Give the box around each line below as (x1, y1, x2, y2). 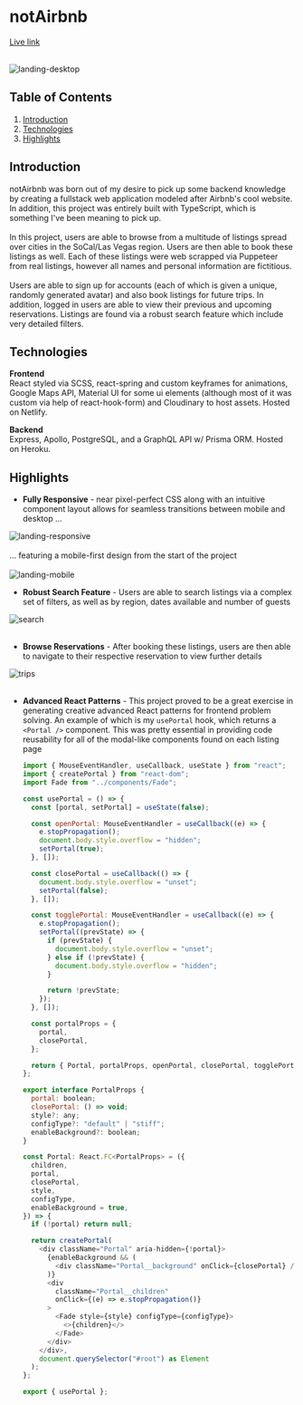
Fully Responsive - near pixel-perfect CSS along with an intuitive (22, 494, 266, 505)
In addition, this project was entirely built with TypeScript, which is (9, 202, 256, 214)
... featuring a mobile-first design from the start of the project (9, 550, 238, 561)
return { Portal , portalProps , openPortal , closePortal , (31, 1061, 251, 1070)
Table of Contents (9, 90, 113, 105)
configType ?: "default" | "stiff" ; (31, 1119, 166, 1129)
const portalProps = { (31, 1019, 117, 1029)
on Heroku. (9, 444, 52, 455)
